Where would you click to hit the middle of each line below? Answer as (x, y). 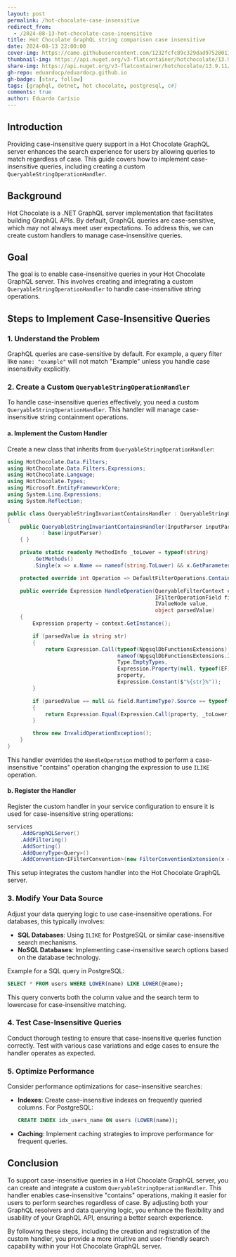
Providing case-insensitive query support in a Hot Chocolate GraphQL (109, 144)
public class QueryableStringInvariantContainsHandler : (92, 513)
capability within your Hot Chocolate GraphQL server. (85, 1246)
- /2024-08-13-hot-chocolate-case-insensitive (83, 33)
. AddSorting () (40, 846)
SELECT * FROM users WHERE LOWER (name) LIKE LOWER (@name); (96, 984)
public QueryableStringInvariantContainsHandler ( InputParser (111, 527)
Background (34, 196)
